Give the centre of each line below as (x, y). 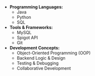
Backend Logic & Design (41, 58)
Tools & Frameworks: (31, 27)
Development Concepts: (34, 48)
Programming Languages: (36, 7)
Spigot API (27, 38)
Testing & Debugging (38, 63)
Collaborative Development (44, 68)
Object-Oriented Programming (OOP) (54, 53)
